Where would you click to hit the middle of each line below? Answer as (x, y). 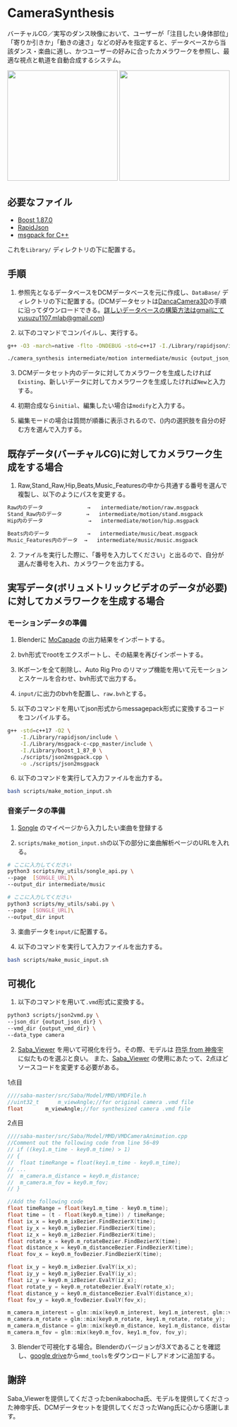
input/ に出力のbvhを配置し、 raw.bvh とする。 (84, 693)
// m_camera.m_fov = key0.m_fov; (58, 1182)
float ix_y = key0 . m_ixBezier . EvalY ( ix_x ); (72, 1267)
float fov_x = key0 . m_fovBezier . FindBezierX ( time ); (85, 1255)
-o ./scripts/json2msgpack (60, 764)
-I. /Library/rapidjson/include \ (69, 738)
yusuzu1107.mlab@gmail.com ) (61, 318)
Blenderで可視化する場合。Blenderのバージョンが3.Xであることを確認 (119, 1346)
